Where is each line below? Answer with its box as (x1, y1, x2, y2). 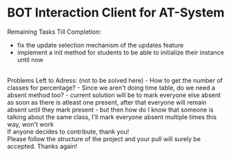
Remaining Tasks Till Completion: (7, 28, 102, 36)
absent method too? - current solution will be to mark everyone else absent (7, 91, 221, 99)
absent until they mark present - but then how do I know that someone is (7, 105, 214, 114)
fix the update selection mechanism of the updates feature (17, 41, 184, 49)
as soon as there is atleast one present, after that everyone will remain (7, 98, 207, 106)
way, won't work (7, 120, 54, 128)
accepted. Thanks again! (7, 142, 78, 150)
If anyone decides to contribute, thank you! (7, 127, 130, 136)
